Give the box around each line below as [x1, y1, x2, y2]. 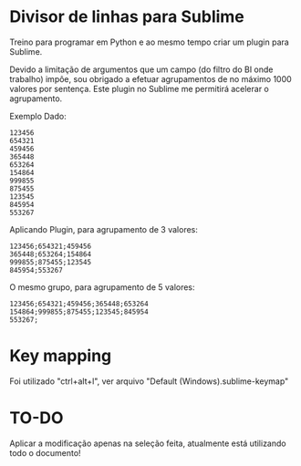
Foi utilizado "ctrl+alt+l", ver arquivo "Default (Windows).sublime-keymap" [9, 376, 289, 387]
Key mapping [9, 346, 112, 367]
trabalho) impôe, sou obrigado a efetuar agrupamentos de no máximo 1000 [9, 73, 292, 84]
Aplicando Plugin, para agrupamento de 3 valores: [9, 223, 199, 234]
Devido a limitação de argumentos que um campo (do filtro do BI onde [9, 64, 274, 75]
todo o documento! [9, 447, 81, 458]
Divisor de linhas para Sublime [9, 6, 244, 27]
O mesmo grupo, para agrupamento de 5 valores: [9, 281, 195, 293]
